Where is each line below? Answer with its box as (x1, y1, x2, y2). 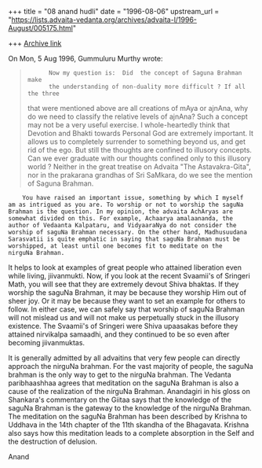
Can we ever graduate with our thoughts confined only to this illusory (27, 153, 251, 163)
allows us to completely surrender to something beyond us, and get (27, 137, 246, 146)
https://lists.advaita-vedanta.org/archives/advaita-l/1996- (11, 15, 198, 24)
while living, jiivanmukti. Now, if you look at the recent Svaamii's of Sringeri (8, 271, 251, 280)
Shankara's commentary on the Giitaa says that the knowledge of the (8, 395, 232, 404)
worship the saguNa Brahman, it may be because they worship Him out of (8, 288, 247, 297)
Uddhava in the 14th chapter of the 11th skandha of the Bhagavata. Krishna (8, 420, 249, 429)
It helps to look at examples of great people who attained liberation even (8, 263, 242, 272)
